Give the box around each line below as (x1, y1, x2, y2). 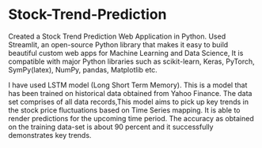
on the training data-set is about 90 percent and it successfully (8, 122, 214, 131)
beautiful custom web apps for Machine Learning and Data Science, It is (8, 48, 244, 57)
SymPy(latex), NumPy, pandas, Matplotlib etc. (8, 65, 158, 74)
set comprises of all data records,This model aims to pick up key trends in (8, 97, 249, 106)
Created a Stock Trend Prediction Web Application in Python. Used (8, 31, 226, 41)
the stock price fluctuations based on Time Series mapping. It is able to (8, 105, 241, 115)
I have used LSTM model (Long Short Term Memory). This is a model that (8, 80, 248, 90)
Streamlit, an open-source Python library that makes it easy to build (8, 39, 229, 49)
